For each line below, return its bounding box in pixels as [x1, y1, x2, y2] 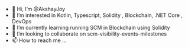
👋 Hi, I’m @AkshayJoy [11, 6, 66, 12]
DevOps [11, 18, 32, 24]
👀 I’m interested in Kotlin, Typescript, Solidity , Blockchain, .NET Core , [11, 12, 183, 19]
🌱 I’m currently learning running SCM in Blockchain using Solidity [11, 24, 170, 31]
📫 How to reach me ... [11, 37, 67, 44]
